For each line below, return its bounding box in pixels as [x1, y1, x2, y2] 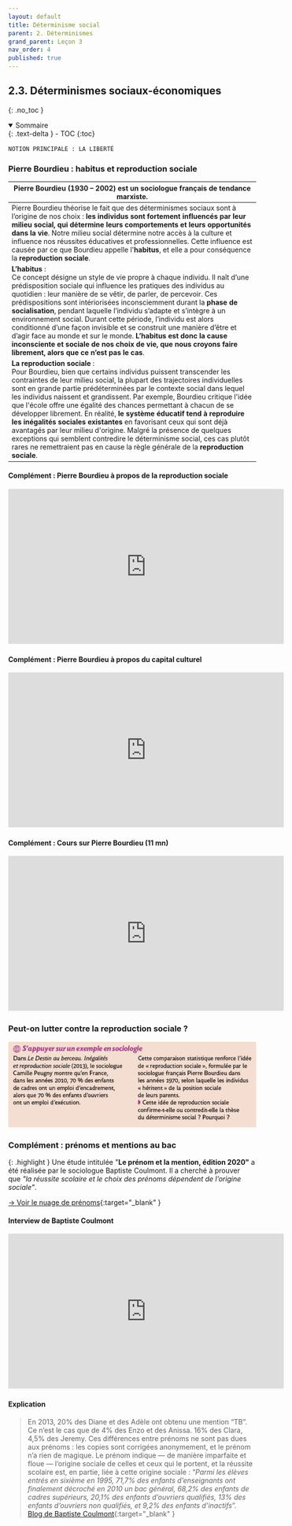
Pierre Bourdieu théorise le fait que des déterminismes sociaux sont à [11, 203, 237, 212]
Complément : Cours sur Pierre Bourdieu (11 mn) [8, 838, 169, 848]
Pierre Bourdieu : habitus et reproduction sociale [8, 163, 198, 174]
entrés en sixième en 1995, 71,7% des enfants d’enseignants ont [27, 1476, 236, 1485]
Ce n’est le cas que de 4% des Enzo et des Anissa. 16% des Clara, [27, 1425, 243, 1435]
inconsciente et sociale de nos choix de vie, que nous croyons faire [11, 339, 238, 349]
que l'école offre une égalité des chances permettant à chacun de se [11, 401, 235, 410]
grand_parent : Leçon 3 [8, 38, 83, 46]
